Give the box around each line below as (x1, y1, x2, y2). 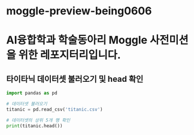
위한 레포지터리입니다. (18, 48, 121, 62)
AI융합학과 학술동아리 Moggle (6, 33, 148, 47)
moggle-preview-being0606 (6, 4, 152, 18)
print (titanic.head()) (6, 122, 63, 129)
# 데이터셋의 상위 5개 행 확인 (6, 117, 71, 123)
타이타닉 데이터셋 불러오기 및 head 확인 (6, 73, 144, 84)
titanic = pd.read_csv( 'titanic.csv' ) (6, 106, 103, 112)
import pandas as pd (6, 90, 58, 96)
